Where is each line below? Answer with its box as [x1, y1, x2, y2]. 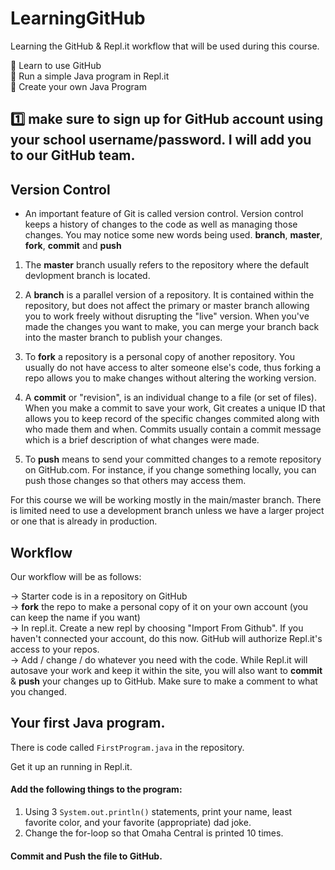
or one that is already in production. [10, 515, 158, 527]
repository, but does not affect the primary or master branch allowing [24, 300, 310, 312]
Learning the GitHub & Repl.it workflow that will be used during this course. [10, 40, 320, 52]
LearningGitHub [10, 7, 146, 30]
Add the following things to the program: [10, 783, 183, 796]
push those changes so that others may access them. [24, 475, 247, 487]
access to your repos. [10, 643, 100, 655]
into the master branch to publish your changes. [24, 332, 223, 344]
